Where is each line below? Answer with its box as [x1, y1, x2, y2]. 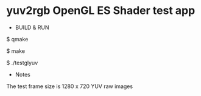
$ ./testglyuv [6, 59, 38, 66]
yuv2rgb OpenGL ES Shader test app [6, 4, 196, 18]
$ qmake [6, 35, 29, 43]
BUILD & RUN [15, 24, 50, 31]
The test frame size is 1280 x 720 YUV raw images [6, 83, 133, 90]
